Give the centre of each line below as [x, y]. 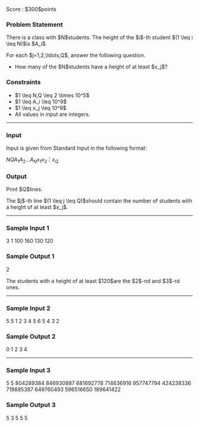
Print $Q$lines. [24, 189]
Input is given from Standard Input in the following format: [76, 148]
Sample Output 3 [31, 405]
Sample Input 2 [28, 308]
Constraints [24, 82]
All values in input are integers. [52, 114]
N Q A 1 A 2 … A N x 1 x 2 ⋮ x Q [32, 160]
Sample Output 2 [31, 336]
